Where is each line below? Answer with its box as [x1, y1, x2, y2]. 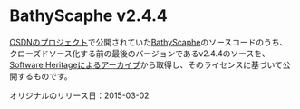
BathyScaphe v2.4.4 [9, 5, 168, 26]
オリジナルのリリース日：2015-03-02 [9, 90, 150, 101]
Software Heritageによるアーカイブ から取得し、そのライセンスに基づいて [9, 59, 283, 70]
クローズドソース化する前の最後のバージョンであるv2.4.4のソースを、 [9, 47, 270, 59]
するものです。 [16, 70, 73, 82]
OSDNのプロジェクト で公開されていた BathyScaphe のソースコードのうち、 [9, 36, 288, 47]
